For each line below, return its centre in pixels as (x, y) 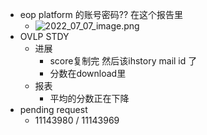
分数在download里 (88, 73)
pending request (53, 109)
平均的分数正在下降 (89, 98)
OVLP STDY (44, 36)
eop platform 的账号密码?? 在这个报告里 (101, 14)
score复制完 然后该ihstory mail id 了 (123, 61)
